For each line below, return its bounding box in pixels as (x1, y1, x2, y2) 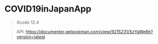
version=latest (16, 34, 46, 40)
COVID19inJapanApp (4, 3, 92, 15)
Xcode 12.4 (16, 19, 39, 25)
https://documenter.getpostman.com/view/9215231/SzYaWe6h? (26, 29, 153, 34)
